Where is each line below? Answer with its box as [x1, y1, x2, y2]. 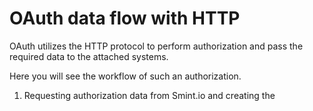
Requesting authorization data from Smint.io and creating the [23, 89, 276, 101]
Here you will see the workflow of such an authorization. [9, 70, 242, 82]
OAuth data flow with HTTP [9, 7, 241, 30]
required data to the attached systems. [9, 50, 169, 62]
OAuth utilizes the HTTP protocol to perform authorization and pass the [9, 40, 304, 52]
